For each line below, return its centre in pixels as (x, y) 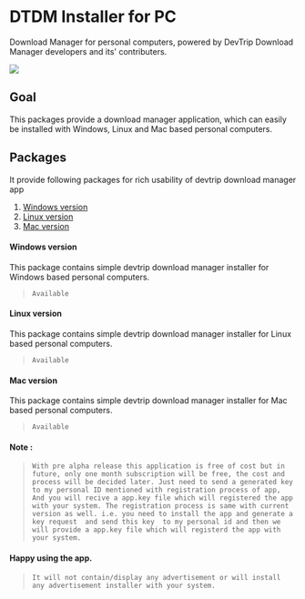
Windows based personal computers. (80, 277)
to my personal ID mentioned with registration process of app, (156, 490)
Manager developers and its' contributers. (88, 51)
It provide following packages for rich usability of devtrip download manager (153, 179)
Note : (21, 447)
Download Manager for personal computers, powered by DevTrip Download (152, 42)
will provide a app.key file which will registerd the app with (156, 530)
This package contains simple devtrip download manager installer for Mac (149, 401)
